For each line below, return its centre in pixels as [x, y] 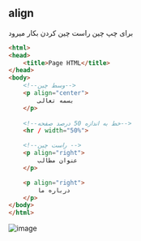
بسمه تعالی [56, 101]
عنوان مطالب [58, 161]
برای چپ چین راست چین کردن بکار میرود [71, 32]
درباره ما [54, 190]
